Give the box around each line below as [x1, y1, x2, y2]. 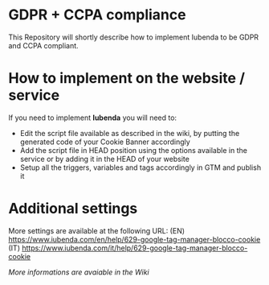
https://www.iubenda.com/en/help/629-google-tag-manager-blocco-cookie [8, 234, 261, 244]
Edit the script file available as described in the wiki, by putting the [19, 128, 240, 138]
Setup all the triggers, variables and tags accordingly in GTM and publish [19, 163, 262, 172]
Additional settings [8, 200, 138, 218]
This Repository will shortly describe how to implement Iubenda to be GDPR [8, 32, 259, 42]
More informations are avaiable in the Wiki [8, 267, 150, 277]
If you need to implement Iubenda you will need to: [8, 113, 177, 122]
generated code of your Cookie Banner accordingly [19, 137, 190, 147]
